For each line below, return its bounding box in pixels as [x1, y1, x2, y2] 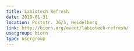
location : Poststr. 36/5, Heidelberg [6, 19, 98, 25]
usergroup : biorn [6, 30, 48, 36]
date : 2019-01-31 [6, 14, 48, 20]
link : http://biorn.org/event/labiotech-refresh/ [6, 25, 129, 31]
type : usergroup [6, 36, 45, 42]
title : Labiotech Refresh [6, 8, 69, 15]
